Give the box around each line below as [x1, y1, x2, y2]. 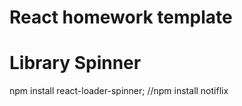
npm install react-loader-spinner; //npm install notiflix [9, 85, 229, 97]
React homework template [9, 6, 233, 29]
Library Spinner [9, 52, 142, 75]
